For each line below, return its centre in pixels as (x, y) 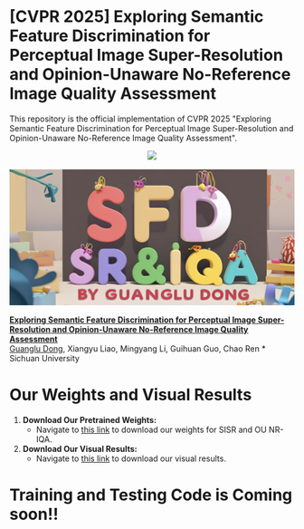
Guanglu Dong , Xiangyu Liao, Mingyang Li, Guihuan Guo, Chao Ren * (138, 348)
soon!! (34, 514)
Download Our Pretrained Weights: (89, 419)
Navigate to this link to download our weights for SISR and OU (151, 429)
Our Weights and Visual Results (131, 394)
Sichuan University (44, 358)
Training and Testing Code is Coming (151, 495)
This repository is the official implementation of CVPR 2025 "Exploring (140, 119)
